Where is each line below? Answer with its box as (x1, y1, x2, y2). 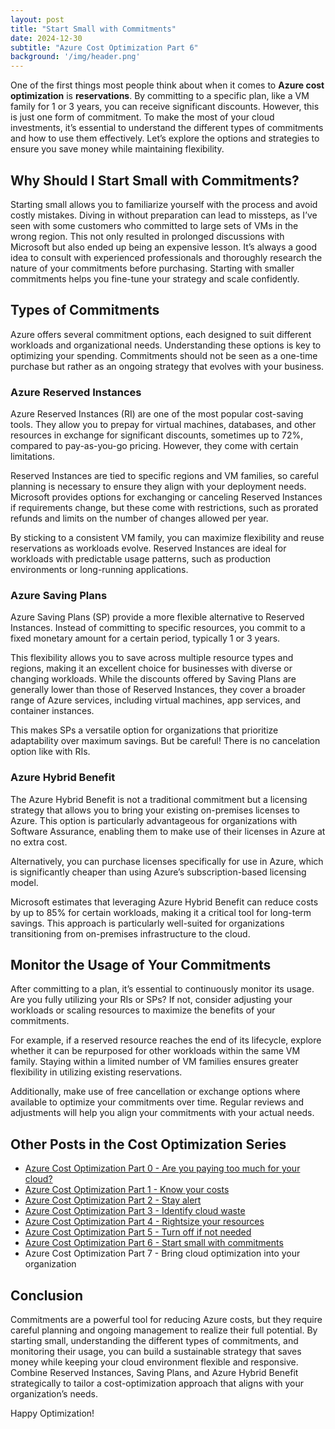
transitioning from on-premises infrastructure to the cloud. (10, 927, 251, 940)
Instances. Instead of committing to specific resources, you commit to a (10, 622, 306, 634)
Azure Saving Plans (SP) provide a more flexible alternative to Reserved (10, 611, 305, 623)
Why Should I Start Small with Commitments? (10, 172, 300, 189)
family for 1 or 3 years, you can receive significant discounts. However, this (10, 101, 320, 113)
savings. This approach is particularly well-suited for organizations (10, 917, 285, 929)
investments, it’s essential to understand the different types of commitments (10, 122, 324, 134)
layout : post (10, 14, 65, 25)
